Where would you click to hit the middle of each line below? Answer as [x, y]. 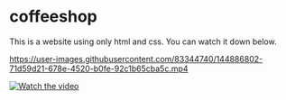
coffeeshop [53, 17]
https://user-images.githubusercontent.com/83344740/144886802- [136, 59]
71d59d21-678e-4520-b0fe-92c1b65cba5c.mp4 [99, 68]
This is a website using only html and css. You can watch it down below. [143, 41]
